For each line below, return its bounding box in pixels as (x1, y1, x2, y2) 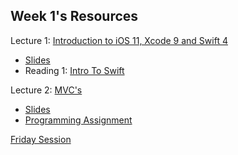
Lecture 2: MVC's (10, 84, 83, 96)
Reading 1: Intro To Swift (24, 64, 125, 76)
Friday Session (10, 133, 72, 145)
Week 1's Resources (10, 8, 139, 25)
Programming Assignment (24, 114, 133, 126)
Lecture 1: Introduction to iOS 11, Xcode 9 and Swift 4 (10, 34, 228, 46)
